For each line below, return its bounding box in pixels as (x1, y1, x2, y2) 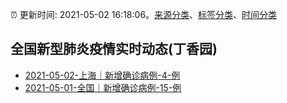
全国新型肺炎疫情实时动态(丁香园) (10, 41, 218, 58)
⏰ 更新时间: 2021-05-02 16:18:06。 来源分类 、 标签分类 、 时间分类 (10, 9, 278, 20)
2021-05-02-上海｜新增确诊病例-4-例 (24, 69, 181, 81)
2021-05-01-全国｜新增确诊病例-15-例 (24, 81, 182, 93)
